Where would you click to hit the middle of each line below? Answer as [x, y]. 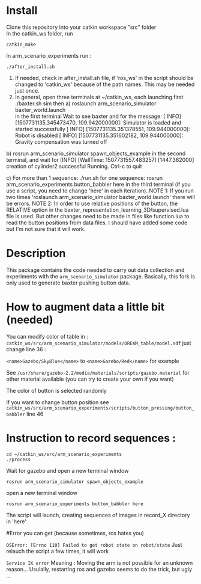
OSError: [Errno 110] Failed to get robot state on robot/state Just [94, 544]
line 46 [35, 414]
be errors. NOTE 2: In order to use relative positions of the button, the [92, 203]
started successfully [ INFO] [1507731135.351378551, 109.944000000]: [102, 129]
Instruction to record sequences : [91, 438]
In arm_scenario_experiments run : [49, 55]
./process [19, 460]
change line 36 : [26, 349]
